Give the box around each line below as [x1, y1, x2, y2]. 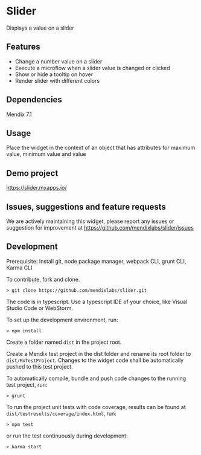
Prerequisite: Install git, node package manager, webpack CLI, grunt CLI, [6, 257, 187, 265]
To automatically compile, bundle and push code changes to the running [6, 375, 187, 382]
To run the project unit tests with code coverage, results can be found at [6, 403, 186, 410]
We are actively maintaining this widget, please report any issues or [6, 218, 174, 225]
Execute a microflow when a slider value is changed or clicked [14, 64, 170, 71]
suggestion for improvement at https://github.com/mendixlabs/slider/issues [6, 224, 194, 231]
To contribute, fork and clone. [6, 276, 80, 283]
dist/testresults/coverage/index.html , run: [6, 410, 116, 417]
